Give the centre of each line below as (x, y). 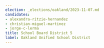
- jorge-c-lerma (22, 28)
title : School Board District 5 (39, 33)
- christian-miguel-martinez (35, 24)
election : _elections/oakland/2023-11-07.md (52, 10)
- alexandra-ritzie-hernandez (37, 19)
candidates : (17, 14)
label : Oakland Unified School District (48, 38)
